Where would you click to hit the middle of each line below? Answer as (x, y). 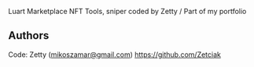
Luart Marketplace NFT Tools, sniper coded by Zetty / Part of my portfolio (127, 11)
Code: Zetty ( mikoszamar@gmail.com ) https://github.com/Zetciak (115, 55)
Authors (29, 35)
